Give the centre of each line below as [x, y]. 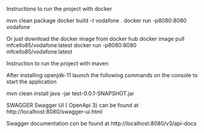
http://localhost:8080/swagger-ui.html [54, 111]
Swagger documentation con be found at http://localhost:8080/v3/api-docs [101, 123]
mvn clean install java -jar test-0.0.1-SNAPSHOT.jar [70, 93]
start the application [31, 82]
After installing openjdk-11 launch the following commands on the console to [102, 75]
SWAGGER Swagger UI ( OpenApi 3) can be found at [72, 105]
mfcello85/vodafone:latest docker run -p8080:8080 [71, 45]
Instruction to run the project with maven [57, 63]
